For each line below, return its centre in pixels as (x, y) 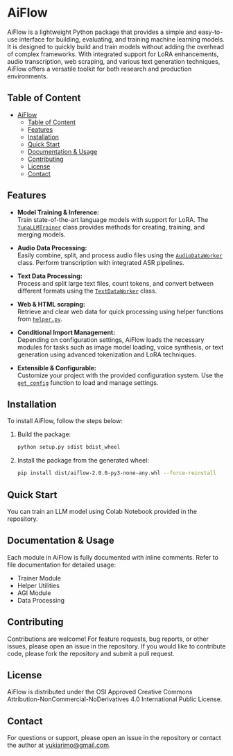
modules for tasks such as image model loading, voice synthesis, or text (120, 347)
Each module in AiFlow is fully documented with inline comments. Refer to (113, 557)
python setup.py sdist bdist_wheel (69, 447)
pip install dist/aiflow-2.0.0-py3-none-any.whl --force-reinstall (116, 473)
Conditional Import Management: (66, 332)
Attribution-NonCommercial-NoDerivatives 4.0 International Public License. (115, 699)
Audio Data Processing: (52, 248)
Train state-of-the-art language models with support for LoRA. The (113, 219)
